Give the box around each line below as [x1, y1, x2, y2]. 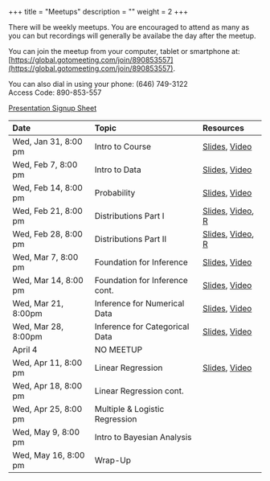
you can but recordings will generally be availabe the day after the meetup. [8, 31, 256, 40]
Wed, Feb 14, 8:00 [12, 183, 83, 193]
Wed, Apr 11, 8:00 [12, 357, 83, 368]
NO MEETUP [94, 344, 143, 355]
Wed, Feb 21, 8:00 [12, 205, 83, 216]
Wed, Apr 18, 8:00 [12, 380, 83, 391]
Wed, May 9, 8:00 [12, 426, 80, 438]
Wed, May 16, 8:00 [12, 450, 85, 461]
